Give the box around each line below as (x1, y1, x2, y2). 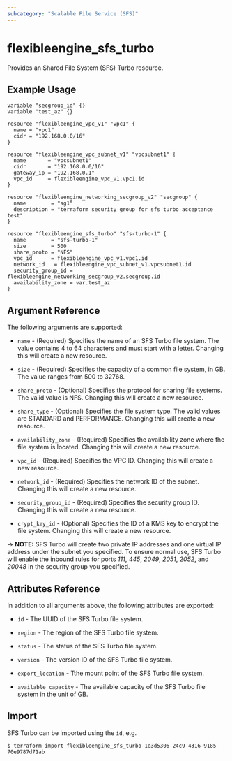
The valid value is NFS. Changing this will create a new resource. (17, 393, 204, 402)
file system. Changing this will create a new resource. (17, 527, 171, 535)
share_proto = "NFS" (13, 249, 73, 256)
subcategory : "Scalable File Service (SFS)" (7, 10, 139, 17)
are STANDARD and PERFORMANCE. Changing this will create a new (17, 414, 215, 423)
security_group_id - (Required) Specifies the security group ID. (17, 498, 200, 507)
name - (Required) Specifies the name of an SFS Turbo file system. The (17, 337, 219, 345)
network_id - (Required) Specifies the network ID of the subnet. (17, 477, 200, 486)
